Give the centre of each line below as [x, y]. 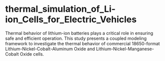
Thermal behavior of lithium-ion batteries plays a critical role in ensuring [79, 33]
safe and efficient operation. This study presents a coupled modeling [76, 38]
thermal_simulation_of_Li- [60, 9]
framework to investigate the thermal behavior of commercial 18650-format [83, 43]
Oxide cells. [32, 54]
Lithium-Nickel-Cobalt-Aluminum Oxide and [50, 49]
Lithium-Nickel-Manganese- [125, 49]
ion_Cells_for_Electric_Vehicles [71, 19]
